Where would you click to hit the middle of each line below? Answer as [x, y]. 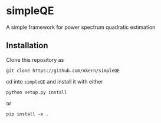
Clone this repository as [35, 59]
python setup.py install [37, 92]
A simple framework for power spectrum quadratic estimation [81, 27]
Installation [27, 46]
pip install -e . [27, 114]
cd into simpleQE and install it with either [55, 81]
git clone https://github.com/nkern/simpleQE [63, 71]
